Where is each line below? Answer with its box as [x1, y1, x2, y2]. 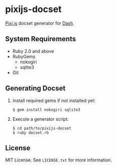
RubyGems [12, 53, 36, 59]
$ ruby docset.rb [12, 130, 49, 135]
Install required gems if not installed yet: [12, 97, 96, 104]
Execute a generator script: [12, 116, 69, 122]
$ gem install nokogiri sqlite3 [12, 107, 80, 112]
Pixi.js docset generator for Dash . [5, 20, 74, 26]
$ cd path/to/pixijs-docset [12, 126, 71, 131]
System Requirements [5, 35, 76, 43]
